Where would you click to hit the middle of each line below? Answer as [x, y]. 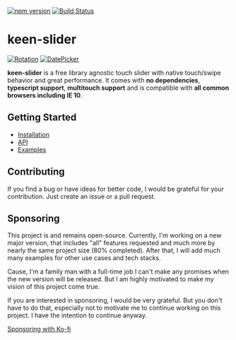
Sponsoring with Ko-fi [39, 329]
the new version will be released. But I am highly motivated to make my [111, 279]
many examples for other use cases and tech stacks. [84, 258]
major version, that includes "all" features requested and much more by [111, 243]
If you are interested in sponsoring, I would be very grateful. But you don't [115, 300]
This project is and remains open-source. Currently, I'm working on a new [114, 235]
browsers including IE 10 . [45, 95]
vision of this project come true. [54, 287]
